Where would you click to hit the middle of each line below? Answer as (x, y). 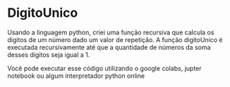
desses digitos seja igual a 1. (49, 55)
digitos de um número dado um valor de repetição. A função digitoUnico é (115, 39)
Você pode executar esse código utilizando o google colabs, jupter (105, 68)
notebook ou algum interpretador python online (76, 76)
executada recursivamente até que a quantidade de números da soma (109, 47)
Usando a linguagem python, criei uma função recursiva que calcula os (111, 32)
